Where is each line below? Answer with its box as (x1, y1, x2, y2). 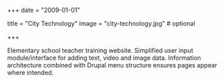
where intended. (7, 69, 54, 76)
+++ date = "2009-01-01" (7, 6, 80, 14)
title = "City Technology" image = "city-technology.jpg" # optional (7, 19, 196, 27)
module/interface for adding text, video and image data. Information (7, 54, 201, 62)
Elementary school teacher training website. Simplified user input (7, 47, 193, 54)
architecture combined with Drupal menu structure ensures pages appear (7, 61, 218, 69)
